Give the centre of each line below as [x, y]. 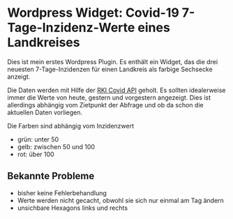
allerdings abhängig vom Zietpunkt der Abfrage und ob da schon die [105, 105]
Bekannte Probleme [51, 176]
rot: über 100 [36, 154]
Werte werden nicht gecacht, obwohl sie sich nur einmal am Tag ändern [121, 200]
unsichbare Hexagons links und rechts [72, 208]
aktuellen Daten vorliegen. [45, 112]
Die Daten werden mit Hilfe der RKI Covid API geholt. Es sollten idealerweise [116, 90]
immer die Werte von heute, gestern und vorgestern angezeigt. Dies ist [109, 97]
